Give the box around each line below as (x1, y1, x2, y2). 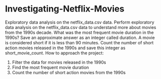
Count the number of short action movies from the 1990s (12, 69, 126, 75)
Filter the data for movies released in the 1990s (12, 59, 106, 65)
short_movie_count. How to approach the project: (5, 50, 104, 56)
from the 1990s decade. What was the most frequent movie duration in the (5, 29, 154, 35)
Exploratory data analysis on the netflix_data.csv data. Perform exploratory (5, 19, 154, 25)
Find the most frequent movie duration (12, 64, 89, 70)
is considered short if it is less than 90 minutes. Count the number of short (5, 39, 154, 45)
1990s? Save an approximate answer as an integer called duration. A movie (5, 35, 155, 40)
